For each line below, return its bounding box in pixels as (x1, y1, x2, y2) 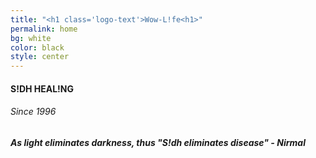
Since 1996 (10, 106, 57, 118)
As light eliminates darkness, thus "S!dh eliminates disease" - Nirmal (10, 136, 306, 148)
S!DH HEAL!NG (10, 82, 75, 95)
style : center (10, 52, 70, 62)
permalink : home (10, 24, 78, 34)
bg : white (10, 33, 52, 43)
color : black (10, 42, 65, 53)
